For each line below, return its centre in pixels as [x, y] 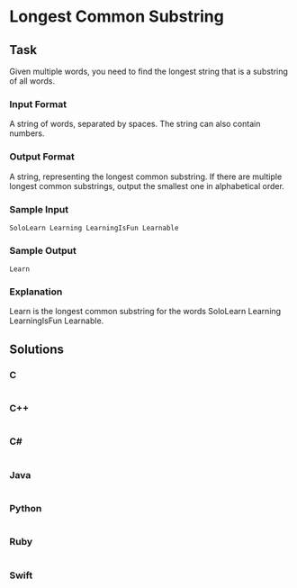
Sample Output [43, 250]
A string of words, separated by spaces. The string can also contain [135, 124]
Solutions [37, 349]
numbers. [27, 133]
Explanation [36, 292]
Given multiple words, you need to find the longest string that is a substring [148, 71]
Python [26, 508]
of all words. [32, 81]
